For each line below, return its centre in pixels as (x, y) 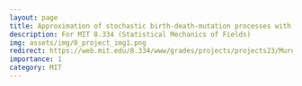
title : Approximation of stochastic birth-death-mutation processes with (151, 26)
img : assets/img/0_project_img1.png (78, 43)
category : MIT (36, 68)
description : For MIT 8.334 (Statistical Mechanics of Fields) (130, 34)
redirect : (28, 51)
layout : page (34, 17)
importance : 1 (36, 59)
